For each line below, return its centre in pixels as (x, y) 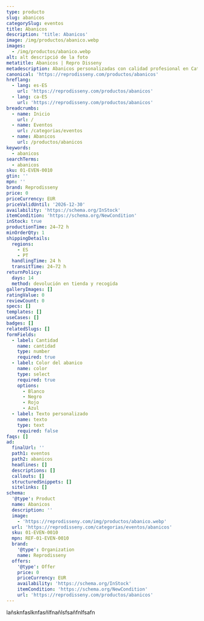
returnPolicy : (24, 272)
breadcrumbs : (23, 108)
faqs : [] (17, 437)
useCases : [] (23, 318)
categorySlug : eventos (35, 23)
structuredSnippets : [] (42, 482)
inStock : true (24, 222)
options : (28, 385)
